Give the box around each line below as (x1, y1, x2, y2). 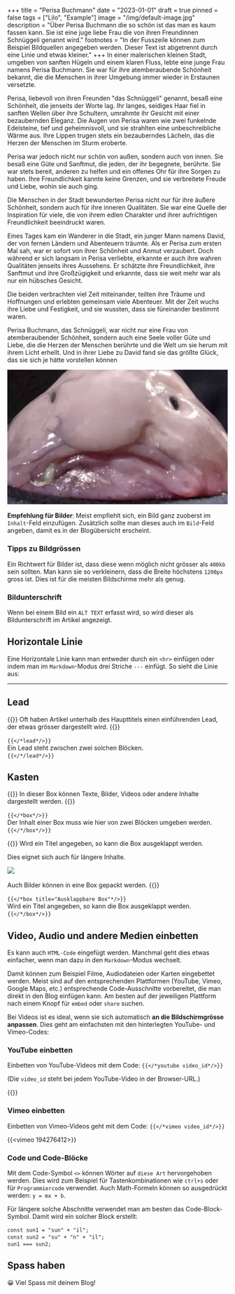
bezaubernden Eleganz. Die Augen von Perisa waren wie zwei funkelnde (7, 116, 217, 125)
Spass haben (7, 1260, 65, 1272)
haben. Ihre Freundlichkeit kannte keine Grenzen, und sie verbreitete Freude (7, 175, 227, 183)
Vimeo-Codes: (7, 1027, 50, 1037)
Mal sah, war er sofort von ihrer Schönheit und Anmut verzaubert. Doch (7, 247, 214, 255)
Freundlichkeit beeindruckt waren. (7, 218, 106, 227)
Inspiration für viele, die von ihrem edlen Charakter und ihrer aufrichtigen (7, 210, 218, 219)
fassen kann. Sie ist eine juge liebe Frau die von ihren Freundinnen (7, 28, 199, 36)
